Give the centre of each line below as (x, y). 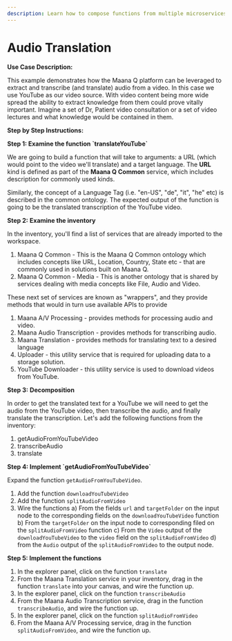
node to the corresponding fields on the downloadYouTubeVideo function (118, 515)
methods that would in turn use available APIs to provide (87, 304)
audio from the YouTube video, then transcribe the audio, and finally (104, 411)
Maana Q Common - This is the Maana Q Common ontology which (112, 254)
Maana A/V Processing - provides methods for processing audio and (115, 317)
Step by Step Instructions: (46, 130)
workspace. (24, 241)
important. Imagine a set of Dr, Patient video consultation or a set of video (112, 109)
